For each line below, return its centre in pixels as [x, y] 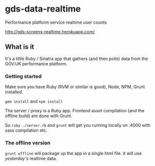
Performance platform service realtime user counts [56, 22]
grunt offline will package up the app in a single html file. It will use [73, 153]
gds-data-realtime [43, 9]
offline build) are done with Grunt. [39, 116]
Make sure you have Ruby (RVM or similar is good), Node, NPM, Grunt [75, 87]
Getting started [23, 76]
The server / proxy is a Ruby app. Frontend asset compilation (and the [75, 111]
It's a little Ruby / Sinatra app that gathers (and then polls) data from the [77, 59]
